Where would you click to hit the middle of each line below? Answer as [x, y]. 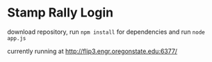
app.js [17, 38]
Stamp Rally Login [60, 13]
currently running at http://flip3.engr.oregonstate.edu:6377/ [92, 51]
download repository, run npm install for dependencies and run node [106, 32]
